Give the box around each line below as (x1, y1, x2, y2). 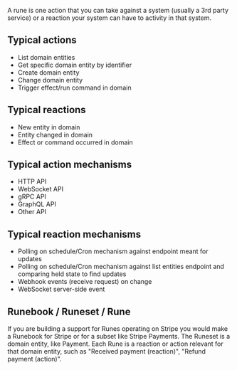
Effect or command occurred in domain (17, 138, 133, 147)
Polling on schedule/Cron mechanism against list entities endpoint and (17, 263, 224, 271)
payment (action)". (7, 355, 62, 364)
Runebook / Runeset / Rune (7, 305, 131, 317)
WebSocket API (17, 185, 64, 194)
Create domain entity (17, 68, 80, 77)
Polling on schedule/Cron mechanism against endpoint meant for (17, 247, 209, 255)
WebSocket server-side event (17, 285, 105, 294)
